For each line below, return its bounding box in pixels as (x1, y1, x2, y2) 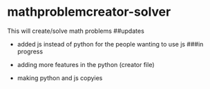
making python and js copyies (17, 73, 103, 82)
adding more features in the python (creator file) (17, 60, 155, 68)
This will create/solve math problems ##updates (7, 27, 145, 35)
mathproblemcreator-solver (7, 4, 171, 20)
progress (17, 47, 44, 55)
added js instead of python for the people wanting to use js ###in (17, 40, 204, 48)
